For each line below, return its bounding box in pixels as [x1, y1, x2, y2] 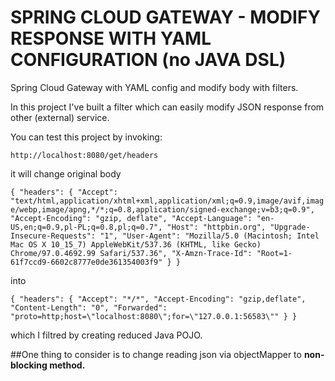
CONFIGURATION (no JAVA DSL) [10, 49, 287, 71]
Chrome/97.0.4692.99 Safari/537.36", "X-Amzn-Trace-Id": [10, 248, 253, 258]
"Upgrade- [269, 222, 311, 232]
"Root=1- [256, 248, 293, 258]
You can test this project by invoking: [10, 131, 163, 143]
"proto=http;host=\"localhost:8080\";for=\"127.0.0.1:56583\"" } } [10, 311, 298, 321]
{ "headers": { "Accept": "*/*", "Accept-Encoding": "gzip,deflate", [10, 294, 307, 304]
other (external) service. [10, 111, 110, 123]
